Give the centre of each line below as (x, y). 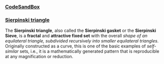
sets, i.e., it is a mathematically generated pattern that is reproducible (89, 51)
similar (12, 51)
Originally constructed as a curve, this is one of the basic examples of (75, 46)
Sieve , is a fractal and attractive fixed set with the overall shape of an (76, 36)
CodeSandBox (23, 7)
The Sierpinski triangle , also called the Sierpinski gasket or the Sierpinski (81, 31)
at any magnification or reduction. (39, 57)
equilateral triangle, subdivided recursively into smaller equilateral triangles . (82, 41)
